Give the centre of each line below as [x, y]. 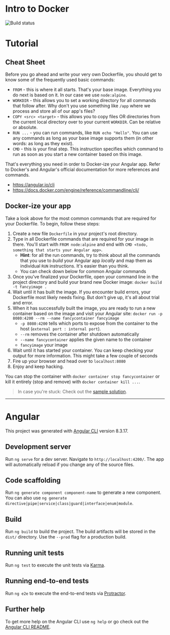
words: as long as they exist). [43, 143]
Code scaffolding [33, 480]
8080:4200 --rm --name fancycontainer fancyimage [66, 318]
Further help [25, 609]
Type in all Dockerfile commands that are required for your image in [83, 239]
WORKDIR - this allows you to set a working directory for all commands [84, 100]
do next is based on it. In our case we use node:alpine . [70, 95]
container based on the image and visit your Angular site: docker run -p [88, 313]
